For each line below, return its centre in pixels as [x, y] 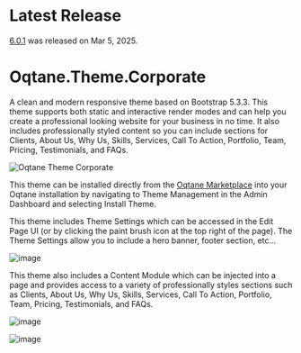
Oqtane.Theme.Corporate [108, 77]
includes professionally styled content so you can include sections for [139, 131]
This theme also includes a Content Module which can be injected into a [143, 275]
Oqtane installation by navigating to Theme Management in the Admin [138, 194]
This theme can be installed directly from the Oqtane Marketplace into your [148, 185]
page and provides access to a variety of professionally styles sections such [151, 285]
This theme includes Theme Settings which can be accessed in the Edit [142, 221]
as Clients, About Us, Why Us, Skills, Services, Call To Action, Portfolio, [141, 294]
